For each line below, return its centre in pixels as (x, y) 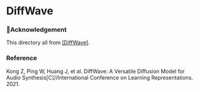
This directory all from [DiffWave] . (48, 42)
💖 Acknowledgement (37, 30)
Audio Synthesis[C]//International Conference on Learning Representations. (100, 77)
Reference (22, 58)
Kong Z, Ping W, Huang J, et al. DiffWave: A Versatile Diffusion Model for (96, 71)
